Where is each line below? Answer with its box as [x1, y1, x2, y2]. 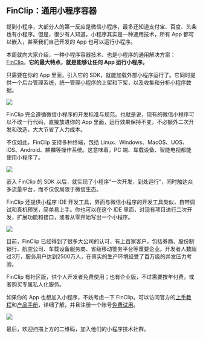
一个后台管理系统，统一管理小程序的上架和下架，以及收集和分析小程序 [11, 79, 186, 86]
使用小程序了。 [6, 154, 43, 161]
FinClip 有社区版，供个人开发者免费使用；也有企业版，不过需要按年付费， [6, 273, 189, 280]
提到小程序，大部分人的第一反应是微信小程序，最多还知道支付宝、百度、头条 [6, 23, 197, 30]
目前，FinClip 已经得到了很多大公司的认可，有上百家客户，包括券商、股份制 [6, 238, 195, 245]
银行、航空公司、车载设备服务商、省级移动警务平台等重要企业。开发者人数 [6, 245, 192, 252]
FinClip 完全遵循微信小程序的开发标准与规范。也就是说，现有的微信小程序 [6, 111, 189, 118]
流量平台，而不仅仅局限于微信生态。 [11, 185, 101, 192]
